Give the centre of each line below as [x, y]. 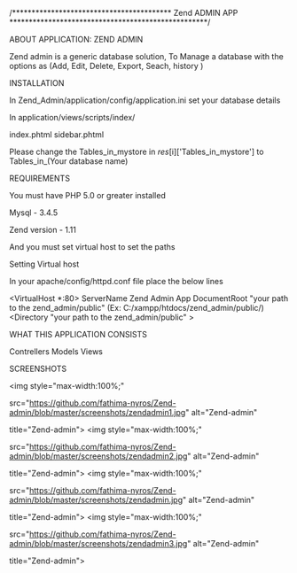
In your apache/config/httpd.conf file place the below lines [116, 281]
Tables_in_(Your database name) [69, 161]
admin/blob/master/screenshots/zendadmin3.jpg [98, 543]
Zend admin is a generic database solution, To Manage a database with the [146, 56]
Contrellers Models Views [56, 352]
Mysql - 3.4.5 [34, 213]
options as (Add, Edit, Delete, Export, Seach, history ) [106, 66]
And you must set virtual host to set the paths [92, 247]
